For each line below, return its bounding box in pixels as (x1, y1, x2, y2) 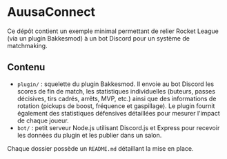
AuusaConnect (7, 4, 95, 20)
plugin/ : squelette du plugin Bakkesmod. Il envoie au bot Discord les (17, 80, 215, 88)
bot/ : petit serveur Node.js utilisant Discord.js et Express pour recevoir (17, 123, 220, 131)
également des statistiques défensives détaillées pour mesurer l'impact (17, 109, 221, 117)
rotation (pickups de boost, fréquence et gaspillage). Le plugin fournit (17, 101, 215, 110)
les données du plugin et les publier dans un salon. (17, 131, 162, 139)
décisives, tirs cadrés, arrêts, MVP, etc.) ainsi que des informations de (17, 94, 217, 103)
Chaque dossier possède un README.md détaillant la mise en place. (7, 144, 195, 152)
